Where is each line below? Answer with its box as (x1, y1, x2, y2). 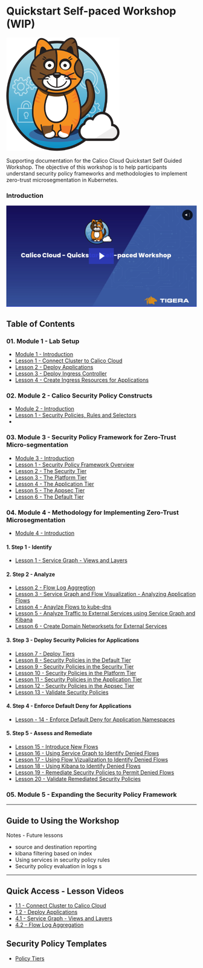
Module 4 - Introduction (14, 529, 75, 537)
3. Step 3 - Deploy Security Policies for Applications (6, 636, 140, 644)
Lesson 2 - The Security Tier (14, 467, 87, 474)
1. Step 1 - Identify (6, 543, 53, 551)
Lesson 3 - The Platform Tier (14, 474, 87, 481)
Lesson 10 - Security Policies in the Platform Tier (14, 669, 137, 676)
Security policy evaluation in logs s (14, 863, 102, 870)
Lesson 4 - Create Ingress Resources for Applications (14, 376, 149, 384)
